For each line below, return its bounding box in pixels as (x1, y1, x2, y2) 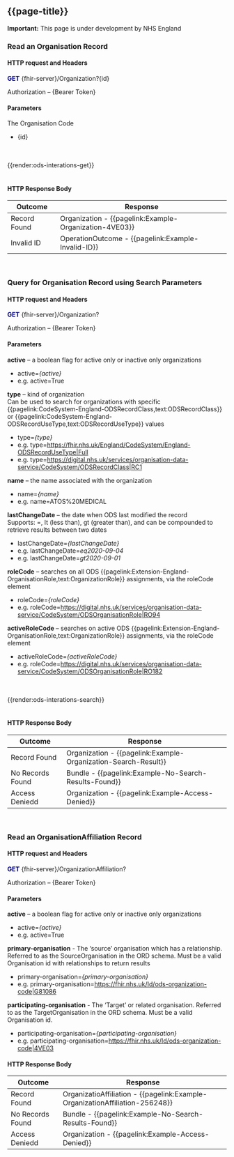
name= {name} (17, 489, 59, 498)
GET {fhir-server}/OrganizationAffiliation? (7, 865, 127, 873)
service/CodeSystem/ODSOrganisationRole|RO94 (17, 610, 161, 619)
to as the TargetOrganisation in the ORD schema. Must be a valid (7, 1009, 193, 1017)
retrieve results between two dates (7, 526, 107, 534)
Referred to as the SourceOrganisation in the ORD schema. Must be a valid (7, 951, 221, 960)
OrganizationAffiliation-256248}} (62, 1098, 173, 1108)
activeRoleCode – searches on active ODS (7, 624, 130, 632)
